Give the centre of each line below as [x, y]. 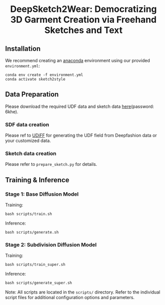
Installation [23, 48]
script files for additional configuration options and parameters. [70, 298]
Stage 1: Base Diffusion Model [42, 194]
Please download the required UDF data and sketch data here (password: [80, 106]
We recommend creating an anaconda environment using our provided [78, 60]
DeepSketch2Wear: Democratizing [83, 9]
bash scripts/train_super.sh [35, 265]
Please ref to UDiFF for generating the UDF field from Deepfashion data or [81, 136]
